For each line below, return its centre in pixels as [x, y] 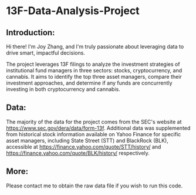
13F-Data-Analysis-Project [73, 11]
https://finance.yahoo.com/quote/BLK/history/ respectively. [78, 153]
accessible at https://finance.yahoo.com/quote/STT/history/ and [84, 147]
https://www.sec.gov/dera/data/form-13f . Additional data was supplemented [98, 128]
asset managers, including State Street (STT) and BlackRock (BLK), [87, 140]
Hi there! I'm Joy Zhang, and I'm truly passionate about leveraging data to [95, 46]
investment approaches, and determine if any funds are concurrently [89, 83]
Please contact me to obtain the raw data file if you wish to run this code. [94, 186]
